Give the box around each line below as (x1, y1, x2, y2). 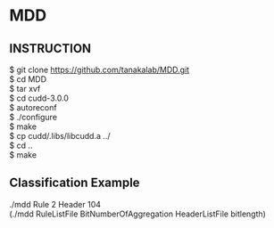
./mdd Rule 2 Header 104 (9, 199, 101, 209)
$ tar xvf (9, 84, 41, 94)
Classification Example (9, 175, 140, 191)
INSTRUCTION (9, 41, 92, 56)
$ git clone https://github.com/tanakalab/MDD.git (9, 64, 190, 75)
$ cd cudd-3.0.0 (9, 93, 70, 103)
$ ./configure (9, 112, 58, 122)
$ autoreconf (9, 102, 57, 112)
